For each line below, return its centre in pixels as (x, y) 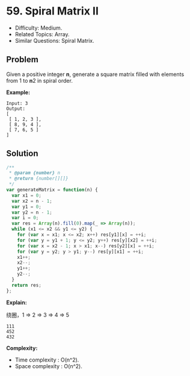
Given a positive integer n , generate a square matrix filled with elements (95, 74)
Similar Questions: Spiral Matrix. (54, 40)
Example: (18, 92)
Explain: (17, 302)
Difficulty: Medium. (38, 28)
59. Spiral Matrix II (53, 11)
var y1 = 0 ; (27, 206)
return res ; (27, 285)
